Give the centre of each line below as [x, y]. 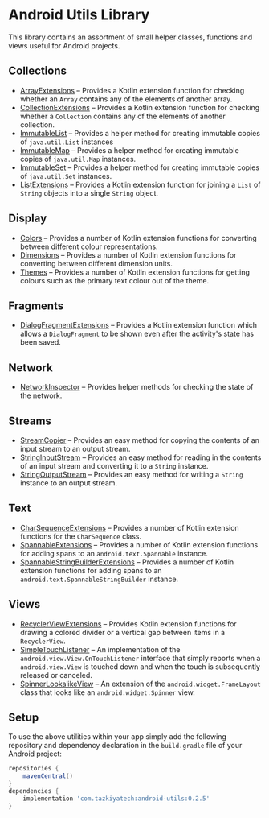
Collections [37, 71]
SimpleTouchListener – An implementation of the [100, 649]
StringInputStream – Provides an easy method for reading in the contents [141, 457]
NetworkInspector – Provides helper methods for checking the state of [137, 387]
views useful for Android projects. [64, 45]
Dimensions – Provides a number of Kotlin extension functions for [128, 254]
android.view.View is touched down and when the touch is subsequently [140, 667]
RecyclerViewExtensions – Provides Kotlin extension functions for [128, 624]
